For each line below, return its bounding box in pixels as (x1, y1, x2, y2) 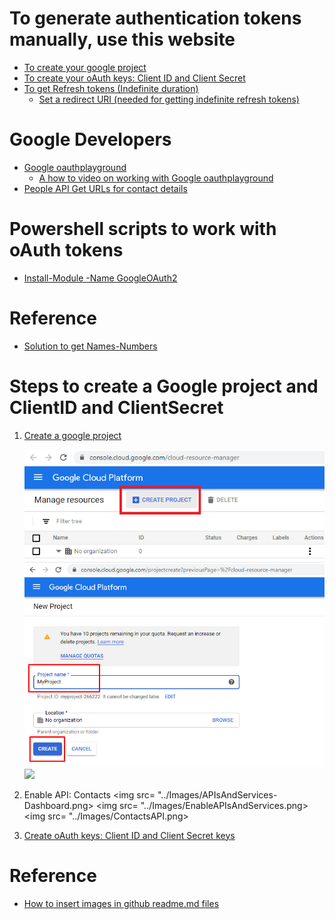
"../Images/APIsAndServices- (157, 788, 278, 801)
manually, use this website (9, 28, 236, 51)
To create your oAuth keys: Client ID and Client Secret (23, 72, 246, 84)
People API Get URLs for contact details (23, 182, 188, 194)
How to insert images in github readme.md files (23, 897, 220, 909)
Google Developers (9, 128, 172, 151)
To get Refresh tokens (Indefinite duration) (23, 82, 199, 94)
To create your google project (23, 61, 147, 73)
